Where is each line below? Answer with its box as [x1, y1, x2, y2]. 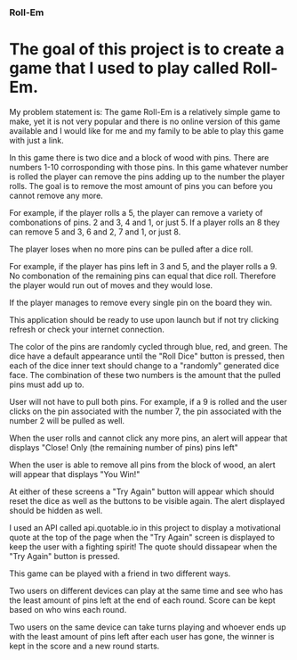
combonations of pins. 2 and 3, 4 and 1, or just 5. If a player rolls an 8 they [9, 217, 280, 227]
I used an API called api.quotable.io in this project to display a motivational [9, 522, 282, 532]
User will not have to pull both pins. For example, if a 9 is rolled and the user [9, 396, 287, 407]
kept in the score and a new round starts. [9, 640, 160, 651]
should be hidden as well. [9, 505, 103, 516]
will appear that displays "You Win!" [9, 468, 140, 479]
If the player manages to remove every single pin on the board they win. [9, 297, 273, 308]
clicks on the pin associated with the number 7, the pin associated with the [9, 406, 282, 417]
